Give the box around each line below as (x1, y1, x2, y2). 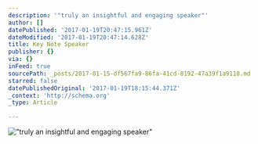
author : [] (8, 19, 44, 27)
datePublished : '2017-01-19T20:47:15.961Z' (8, 26, 153, 34)
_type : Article (8, 99, 58, 106)
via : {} (8, 56, 34, 63)
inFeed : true (8, 63, 51, 70)
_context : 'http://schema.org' (8, 92, 111, 99)
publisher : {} (8, 48, 55, 56)
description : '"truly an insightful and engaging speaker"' (8, 11, 209, 20)
